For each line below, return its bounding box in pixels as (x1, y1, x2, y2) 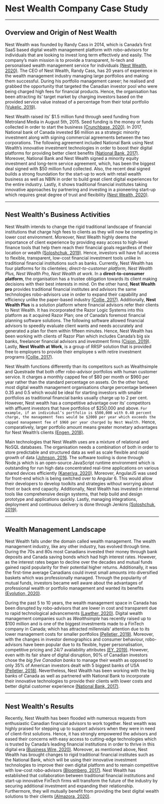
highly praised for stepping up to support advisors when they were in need (5, 726, 155, 731)
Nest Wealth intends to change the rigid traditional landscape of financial (5, 224, 152, 230)
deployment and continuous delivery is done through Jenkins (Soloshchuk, (5, 501, 156, 507)
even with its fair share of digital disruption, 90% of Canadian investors (5, 652, 148, 658)
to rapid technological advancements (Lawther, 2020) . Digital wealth (5, 610, 143, 616)
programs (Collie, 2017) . (5, 354, 54, 360)
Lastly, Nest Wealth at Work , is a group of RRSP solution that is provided (5, 343, 152, 349)
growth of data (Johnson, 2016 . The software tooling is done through (5, 454, 144, 460)
